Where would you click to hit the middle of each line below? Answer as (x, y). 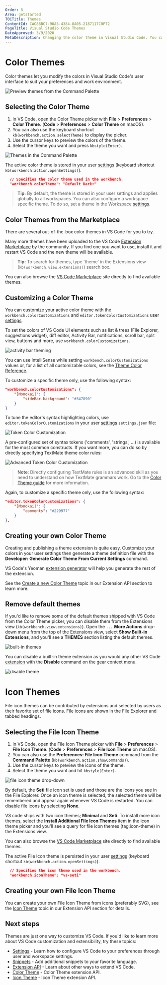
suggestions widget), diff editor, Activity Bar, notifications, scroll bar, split (80, 335)
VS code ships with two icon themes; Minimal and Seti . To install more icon (83, 816)
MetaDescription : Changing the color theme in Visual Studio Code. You (81, 38)
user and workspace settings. (43, 956)
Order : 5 (14, 10)
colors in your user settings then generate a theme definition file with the (80, 553)
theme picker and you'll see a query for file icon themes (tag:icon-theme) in (83, 826)
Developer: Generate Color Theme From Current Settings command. (77, 558)
